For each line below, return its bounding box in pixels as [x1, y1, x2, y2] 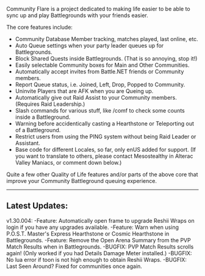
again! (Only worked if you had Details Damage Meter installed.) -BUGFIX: [6, 249, 192, 256]
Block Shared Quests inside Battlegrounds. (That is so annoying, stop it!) [15, 55, 198, 62]
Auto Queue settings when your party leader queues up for [15, 42, 164, 49]
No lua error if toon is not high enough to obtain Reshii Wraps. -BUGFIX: [6, 256, 187, 263]
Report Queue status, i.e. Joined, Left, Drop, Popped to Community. [15, 81, 185, 88]
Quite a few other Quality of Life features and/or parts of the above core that [6, 171, 198, 178]
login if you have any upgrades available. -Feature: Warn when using [6, 223, 179, 231]
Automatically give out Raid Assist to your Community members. [15, 94, 177, 101]
